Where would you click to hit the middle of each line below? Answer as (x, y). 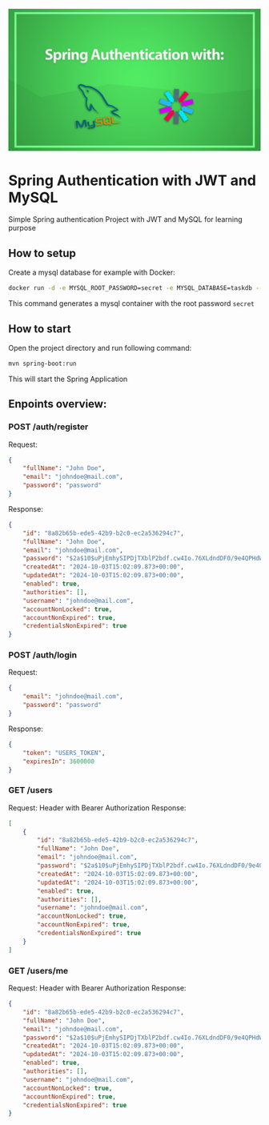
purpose (22, 228)
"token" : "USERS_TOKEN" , (64, 753)
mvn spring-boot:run (43, 364)
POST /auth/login (43, 655)
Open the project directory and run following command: (100, 348)
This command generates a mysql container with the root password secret (131, 303)
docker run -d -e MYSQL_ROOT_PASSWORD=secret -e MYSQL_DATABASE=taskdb (130, 288)
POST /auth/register (48, 427)
